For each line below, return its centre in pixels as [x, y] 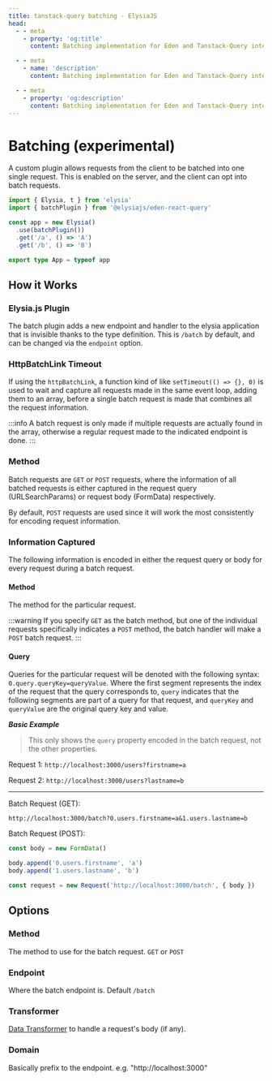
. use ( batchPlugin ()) [50, 230]
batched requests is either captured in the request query [103, 488]
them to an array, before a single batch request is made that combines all [130, 399]
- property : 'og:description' [74, 98]
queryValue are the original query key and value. [88, 709]
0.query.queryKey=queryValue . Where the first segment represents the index [135, 683]
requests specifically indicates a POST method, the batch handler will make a [135, 629]
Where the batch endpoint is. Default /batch [82, 990]
